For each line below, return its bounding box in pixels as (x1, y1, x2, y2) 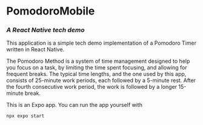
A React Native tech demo (6, 26, 85, 34)
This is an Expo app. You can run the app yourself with (6, 101, 142, 109)
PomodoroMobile (6, 4, 95, 18)
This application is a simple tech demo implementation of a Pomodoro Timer (6, 39, 197, 46)
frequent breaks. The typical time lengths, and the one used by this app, (6, 71, 187, 78)
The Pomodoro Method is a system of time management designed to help (6, 57, 190, 65)
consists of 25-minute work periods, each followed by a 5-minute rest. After (6, 77, 196, 84)
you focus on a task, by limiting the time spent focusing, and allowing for (6, 64, 187, 71)
